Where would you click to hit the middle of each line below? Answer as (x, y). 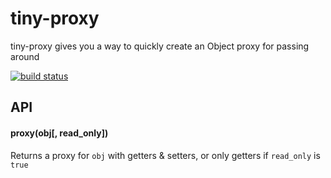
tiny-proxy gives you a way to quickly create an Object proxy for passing (160, 46)
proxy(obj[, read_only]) (59, 133)
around (25, 56)
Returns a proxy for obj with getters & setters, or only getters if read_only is (165, 155)
